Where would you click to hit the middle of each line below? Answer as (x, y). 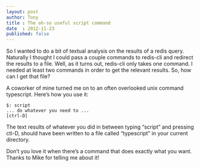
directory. (18, 140)
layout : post (22, 12)
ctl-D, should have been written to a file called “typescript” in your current (97, 133)
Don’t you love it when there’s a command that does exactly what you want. (99, 151)
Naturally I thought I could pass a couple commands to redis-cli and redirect (100, 57)
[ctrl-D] (17, 116)
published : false (28, 34)
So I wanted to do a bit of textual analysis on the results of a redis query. (95, 51)
